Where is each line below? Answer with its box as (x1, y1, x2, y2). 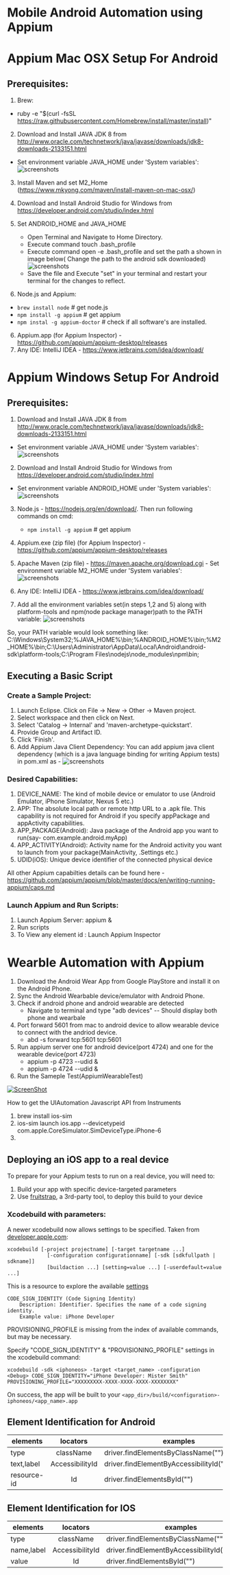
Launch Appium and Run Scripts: (7, 901, 119, 910)
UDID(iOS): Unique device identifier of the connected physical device (16, 855, 213, 864)
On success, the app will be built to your (7, 1390, 121, 1399)
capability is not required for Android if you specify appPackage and (16, 812, 210, 820)
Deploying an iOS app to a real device (7, 1154, 169, 1165)
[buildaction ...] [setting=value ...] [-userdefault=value (47, 1264, 222, 1270)
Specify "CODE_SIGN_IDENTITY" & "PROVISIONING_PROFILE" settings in (7, 1346, 215, 1354)
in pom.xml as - (16, 757, 62, 766)
